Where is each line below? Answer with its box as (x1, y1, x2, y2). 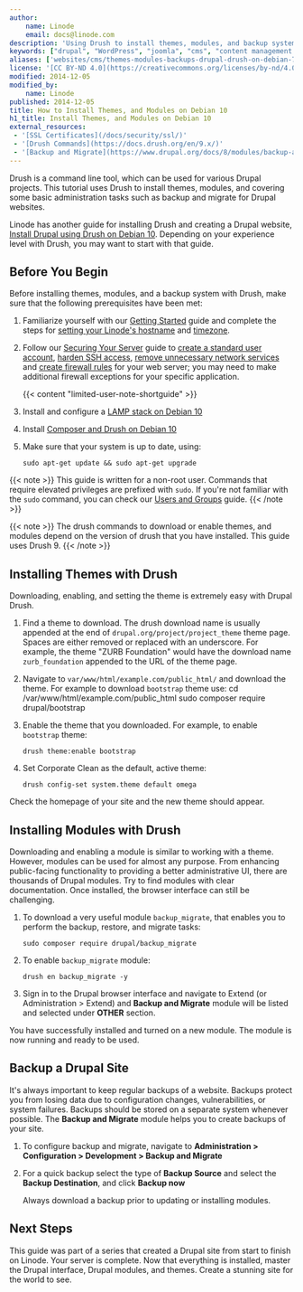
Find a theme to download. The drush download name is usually (22, 618, 261, 628)
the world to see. (9, 1274, 72, 1285)
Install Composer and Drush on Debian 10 (22, 424, 178, 435)
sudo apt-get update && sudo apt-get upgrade (22, 458, 197, 468)
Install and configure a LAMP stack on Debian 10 (22, 406, 203, 417)
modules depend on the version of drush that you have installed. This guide (9, 531, 290, 542)
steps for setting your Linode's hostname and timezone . (22, 325, 230, 335)
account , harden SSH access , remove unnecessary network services (22, 352, 280, 363)
